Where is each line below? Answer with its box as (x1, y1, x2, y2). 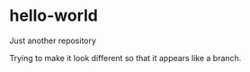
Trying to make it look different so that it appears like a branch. (9, 52, 242, 63)
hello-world (9, 5, 99, 26)
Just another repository (9, 35, 97, 46)
